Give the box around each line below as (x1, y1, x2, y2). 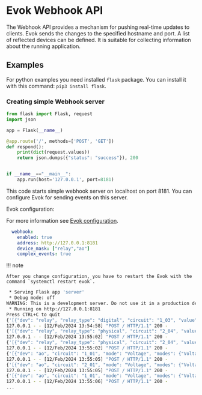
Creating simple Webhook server (6, 97, 105, 106)
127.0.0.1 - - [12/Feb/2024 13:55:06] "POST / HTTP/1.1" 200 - (6, 379, 168, 385)
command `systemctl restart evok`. (6, 279, 96, 285)
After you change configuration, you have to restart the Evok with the (6, 274, 192, 280)
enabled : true (17, 234, 52, 240)
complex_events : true (17, 251, 71, 257)
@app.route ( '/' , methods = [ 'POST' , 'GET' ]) (6, 138, 114, 144)
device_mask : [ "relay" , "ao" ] (17, 246, 90, 252)
